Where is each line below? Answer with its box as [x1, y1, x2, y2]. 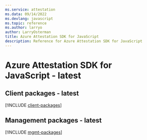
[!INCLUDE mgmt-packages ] [5, 129, 62, 135]
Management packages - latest [5, 116, 102, 124]
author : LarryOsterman [5, 30, 51, 35]
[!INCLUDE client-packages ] [5, 102, 62, 108]
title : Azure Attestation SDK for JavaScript [5, 35, 99, 39]
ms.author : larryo [5, 25, 42, 30]
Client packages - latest [5, 89, 79, 98]
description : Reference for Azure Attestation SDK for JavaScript [5, 39, 143, 44]
